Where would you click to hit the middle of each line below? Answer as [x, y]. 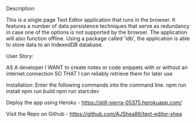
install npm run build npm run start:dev [53, 91]
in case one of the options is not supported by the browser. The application [97, 32]
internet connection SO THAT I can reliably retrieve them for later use [90, 74]
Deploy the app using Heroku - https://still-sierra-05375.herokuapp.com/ [94, 102]
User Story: [20, 56]
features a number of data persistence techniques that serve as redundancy [98, 26]
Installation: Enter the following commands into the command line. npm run [96, 85]
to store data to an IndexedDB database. [55, 45]
